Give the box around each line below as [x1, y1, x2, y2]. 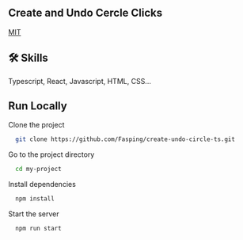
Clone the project [8, 120, 65, 130]
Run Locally [8, 99, 67, 113]
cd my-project [15, 166, 62, 173]
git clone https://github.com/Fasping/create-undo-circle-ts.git [15, 135, 236, 143]
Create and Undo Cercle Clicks [8, 6, 163, 20]
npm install [15, 195, 55, 203]
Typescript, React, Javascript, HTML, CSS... [8, 76, 152, 86]
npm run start [15, 225, 62, 233]
